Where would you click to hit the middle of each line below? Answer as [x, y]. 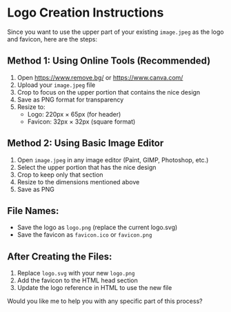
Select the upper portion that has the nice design [87, 167]
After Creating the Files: [60, 256]
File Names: [33, 211]
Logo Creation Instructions [86, 13]
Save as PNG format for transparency [70, 99]
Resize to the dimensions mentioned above [78, 182]
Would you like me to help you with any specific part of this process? [105, 301]
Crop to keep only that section [60, 175]
